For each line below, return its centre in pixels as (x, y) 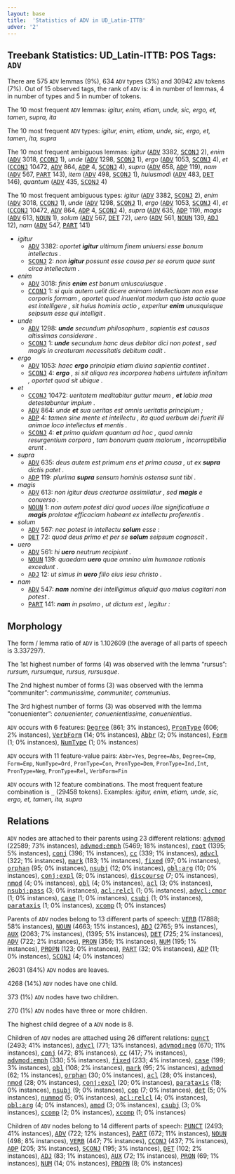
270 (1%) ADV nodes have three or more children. (78, 1010)
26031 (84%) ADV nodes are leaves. (58, 970)
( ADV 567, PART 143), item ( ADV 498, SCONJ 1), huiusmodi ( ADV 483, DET (110, 174)
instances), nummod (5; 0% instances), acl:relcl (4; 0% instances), (108, 1097)
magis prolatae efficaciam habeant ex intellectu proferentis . (116, 515)
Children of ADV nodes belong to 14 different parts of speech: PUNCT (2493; (116, 1126)
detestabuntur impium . (62, 403)
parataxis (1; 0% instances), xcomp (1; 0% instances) (87, 905)
